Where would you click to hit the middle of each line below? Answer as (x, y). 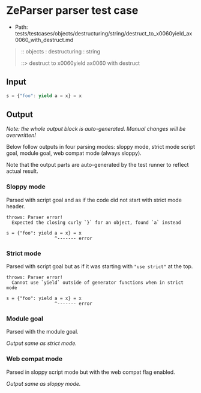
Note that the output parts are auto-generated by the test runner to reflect (97, 165)
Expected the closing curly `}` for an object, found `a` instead (96, 223)
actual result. (22, 171)
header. (16, 206)
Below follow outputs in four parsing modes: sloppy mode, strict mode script (101, 147)
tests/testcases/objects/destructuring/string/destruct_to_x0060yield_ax (103, 33)
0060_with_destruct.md (44, 40)
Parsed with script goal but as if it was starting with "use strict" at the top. (100, 266)
